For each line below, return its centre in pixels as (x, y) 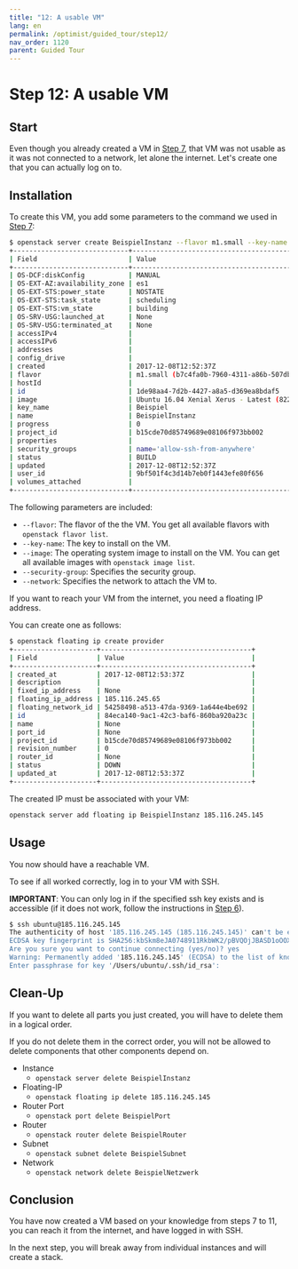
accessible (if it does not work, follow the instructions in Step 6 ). (127, 908)
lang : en (25, 26)
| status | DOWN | (132, 765)
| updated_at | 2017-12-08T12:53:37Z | (132, 774)
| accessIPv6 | (71, 342)
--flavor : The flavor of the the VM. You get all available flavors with (146, 524)
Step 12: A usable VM (89, 95)
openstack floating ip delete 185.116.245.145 (123, 1097)
